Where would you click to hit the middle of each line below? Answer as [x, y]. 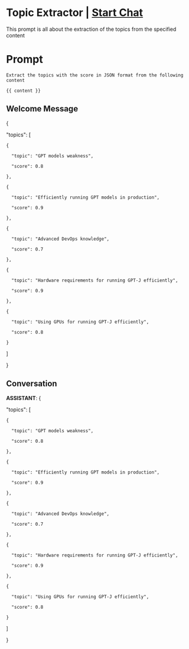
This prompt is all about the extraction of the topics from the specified [91, 29]
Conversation [32, 384]
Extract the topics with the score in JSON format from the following [95, 75]
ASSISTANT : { [24, 398]
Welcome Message [42, 109]
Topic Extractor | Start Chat [75, 13]
